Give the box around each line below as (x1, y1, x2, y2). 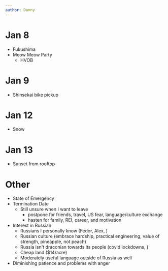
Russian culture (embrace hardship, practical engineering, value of (20, 233, 160, 239)
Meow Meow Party (12, 51, 52, 57)
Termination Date (12, 201, 49, 207)
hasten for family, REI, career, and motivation (27, 217, 122, 223)
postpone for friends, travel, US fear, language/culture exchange (27, 212, 163, 218)
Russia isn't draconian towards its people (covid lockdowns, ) (20, 244, 149, 250)
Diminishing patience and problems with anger (12, 260, 110, 266)
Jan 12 (5, 109, 33, 121)
